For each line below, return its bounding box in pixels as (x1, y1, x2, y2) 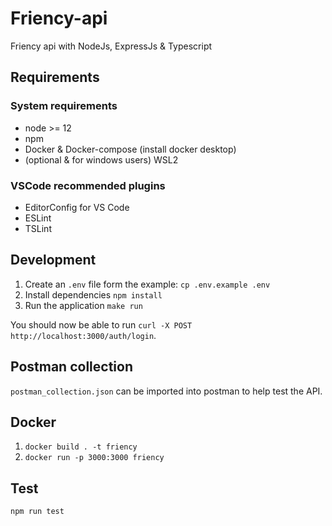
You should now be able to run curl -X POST (10, 318, 193, 331)
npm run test (10, 507, 65, 517)
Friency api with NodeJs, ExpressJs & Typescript (10, 40, 213, 52)
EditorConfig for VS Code (24, 201, 130, 213)
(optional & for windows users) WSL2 (24, 153, 179, 166)
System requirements (10, 99, 118, 113)
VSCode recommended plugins (10, 178, 166, 192)
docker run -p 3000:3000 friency (24, 453, 165, 463)
